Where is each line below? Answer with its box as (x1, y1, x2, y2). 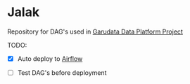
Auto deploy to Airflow (17, 54, 83, 63)
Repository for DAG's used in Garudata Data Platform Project (7, 27, 183, 36)
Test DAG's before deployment (17, 69, 107, 77)
